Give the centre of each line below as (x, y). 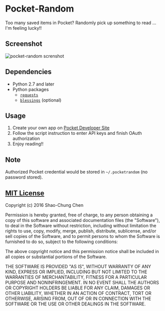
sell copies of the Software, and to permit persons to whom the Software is (83, 236)
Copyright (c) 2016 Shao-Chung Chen (44, 205)
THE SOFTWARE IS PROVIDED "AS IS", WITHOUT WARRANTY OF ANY (78, 266)
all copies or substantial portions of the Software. (56, 257)
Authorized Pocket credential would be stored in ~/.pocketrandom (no (76, 172)
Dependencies (28, 72)
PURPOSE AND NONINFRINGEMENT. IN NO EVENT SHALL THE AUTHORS (82, 283)
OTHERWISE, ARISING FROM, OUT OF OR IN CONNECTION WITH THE (78, 298)
